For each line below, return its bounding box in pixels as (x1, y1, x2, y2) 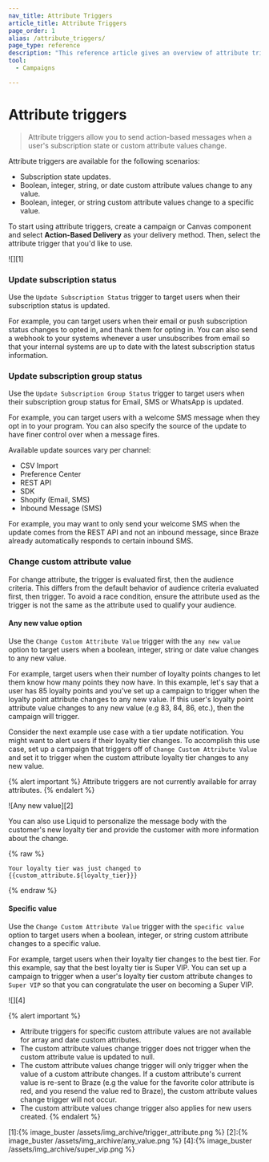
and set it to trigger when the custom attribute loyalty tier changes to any (8, 752, 250, 762)
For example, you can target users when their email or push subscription (8, 316, 248, 326)
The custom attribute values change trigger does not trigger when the (19, 1043, 251, 1053)
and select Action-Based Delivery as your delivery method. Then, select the (8, 230, 261, 239)
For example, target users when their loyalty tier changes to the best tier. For (8, 954, 261, 964)
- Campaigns (15, 64, 56, 72)
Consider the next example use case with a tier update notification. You (8, 727, 244, 737)
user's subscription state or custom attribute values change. (27, 140, 227, 150)
